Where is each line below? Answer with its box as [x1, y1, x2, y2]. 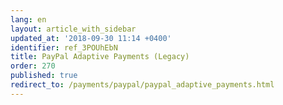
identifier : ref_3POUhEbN [10, 42, 118, 53]
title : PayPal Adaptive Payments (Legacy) [10, 52, 190, 62]
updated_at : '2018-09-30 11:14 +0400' [10, 33, 172, 43]
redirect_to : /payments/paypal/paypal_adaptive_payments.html [10, 80, 275, 90]
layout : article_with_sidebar [10, 24, 137, 34]
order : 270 [10, 61, 56, 71]
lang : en [10, 14, 47, 25]
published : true [10, 71, 78, 81]
